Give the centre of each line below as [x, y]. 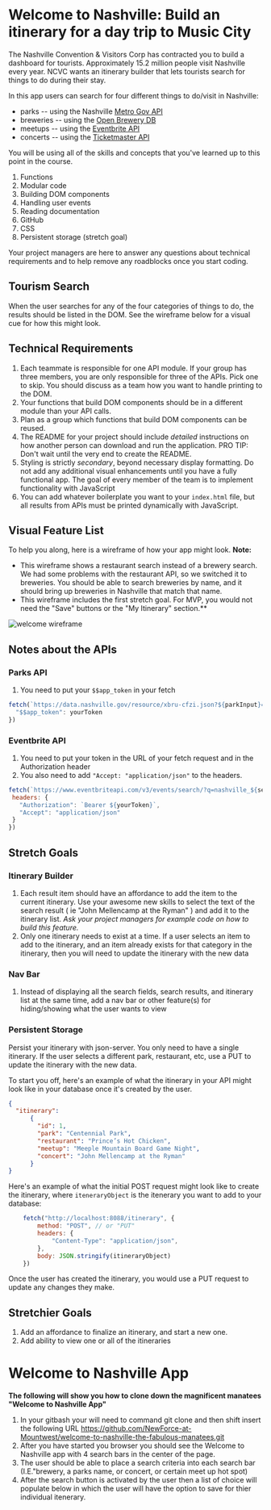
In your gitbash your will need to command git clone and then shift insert [140, 1420]
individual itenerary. [53, 1497]
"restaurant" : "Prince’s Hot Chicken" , [104, 1141]
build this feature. [49, 927]
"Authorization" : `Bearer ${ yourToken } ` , [90, 805]
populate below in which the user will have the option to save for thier [135, 1489]
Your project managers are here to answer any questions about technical [129, 253]
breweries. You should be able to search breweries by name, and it [131, 583]
